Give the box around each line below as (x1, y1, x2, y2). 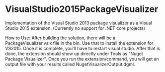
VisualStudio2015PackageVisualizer (5, 3, 159, 15)
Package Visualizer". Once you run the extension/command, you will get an (5, 56, 159, 62)
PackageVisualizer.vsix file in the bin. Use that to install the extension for (5, 40, 154, 46)
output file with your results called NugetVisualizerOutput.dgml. (5, 61, 135, 67)
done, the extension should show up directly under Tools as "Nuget (5, 51, 143, 57)
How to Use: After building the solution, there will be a (5, 35, 116, 41)
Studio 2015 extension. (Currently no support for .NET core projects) (5, 25, 146, 31)
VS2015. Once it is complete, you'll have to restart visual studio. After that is (5, 45, 161, 51)
